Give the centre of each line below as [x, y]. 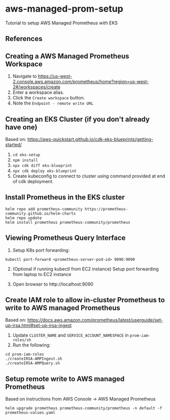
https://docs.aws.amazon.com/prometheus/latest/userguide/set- [95, 320]
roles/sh [22, 340]
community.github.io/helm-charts [41, 214]
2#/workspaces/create [37, 87]
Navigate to [25, 76]
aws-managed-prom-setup [64, 9]
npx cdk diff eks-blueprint [42, 165]
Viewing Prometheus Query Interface [65, 238]
